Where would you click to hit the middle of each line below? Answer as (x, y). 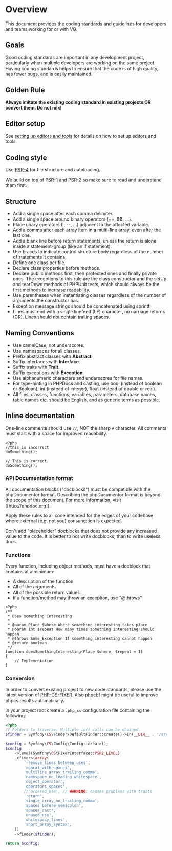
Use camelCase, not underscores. (49, 345)
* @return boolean (27, 643)
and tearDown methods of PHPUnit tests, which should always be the (86, 284)
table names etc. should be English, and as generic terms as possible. (86, 400)
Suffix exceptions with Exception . (48, 373)
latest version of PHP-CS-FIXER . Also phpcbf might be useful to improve (82, 695)
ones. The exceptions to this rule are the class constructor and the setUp (90, 279)
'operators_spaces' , (46, 787)
